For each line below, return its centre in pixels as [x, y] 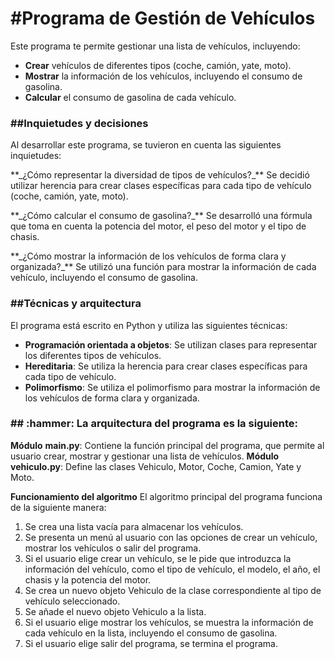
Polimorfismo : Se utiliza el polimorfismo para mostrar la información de [172, 387]
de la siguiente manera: [58, 507]
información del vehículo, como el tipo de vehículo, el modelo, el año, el [172, 569]
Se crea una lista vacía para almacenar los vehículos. [134, 526]
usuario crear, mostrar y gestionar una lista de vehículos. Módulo [145, 456]
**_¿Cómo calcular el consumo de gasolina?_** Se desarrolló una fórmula [161, 216]
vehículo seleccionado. [72, 601]
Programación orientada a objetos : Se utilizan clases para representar [171, 344]
